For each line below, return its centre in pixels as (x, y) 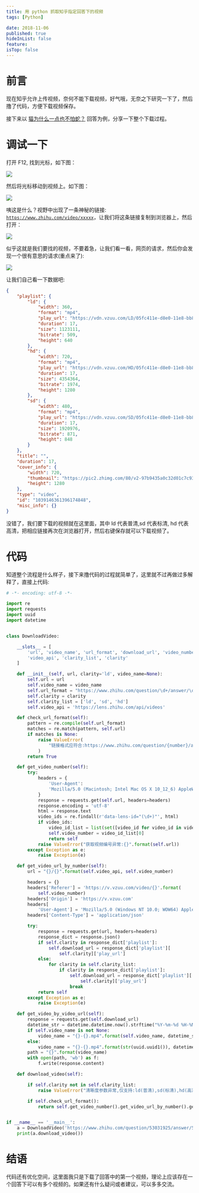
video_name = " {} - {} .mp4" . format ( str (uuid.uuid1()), (104, 1047)
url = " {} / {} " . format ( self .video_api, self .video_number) (100, 872)
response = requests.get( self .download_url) (83, 1020)
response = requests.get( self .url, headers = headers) (104, 800)
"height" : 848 (55, 439)
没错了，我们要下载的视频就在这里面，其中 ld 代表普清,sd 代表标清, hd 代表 (97, 523)
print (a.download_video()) (50, 1134)
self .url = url (46, 680)
